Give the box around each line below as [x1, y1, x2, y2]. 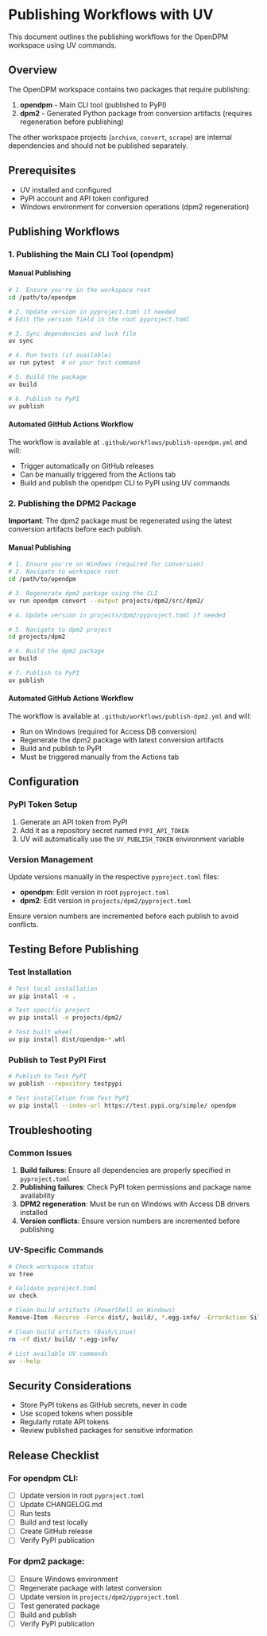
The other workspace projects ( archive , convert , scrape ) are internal [8, 132, 232, 142]
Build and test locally [19, 1517, 89, 1527]
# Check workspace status [8, 1263, 94, 1271]
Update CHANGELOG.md [19, 1500, 103, 1509]
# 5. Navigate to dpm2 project [8, 625, 112, 633]
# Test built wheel [8, 1028, 73, 1036]
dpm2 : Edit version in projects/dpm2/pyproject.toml [19, 895, 192, 905]
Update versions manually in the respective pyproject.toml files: [8, 871, 220, 881]
